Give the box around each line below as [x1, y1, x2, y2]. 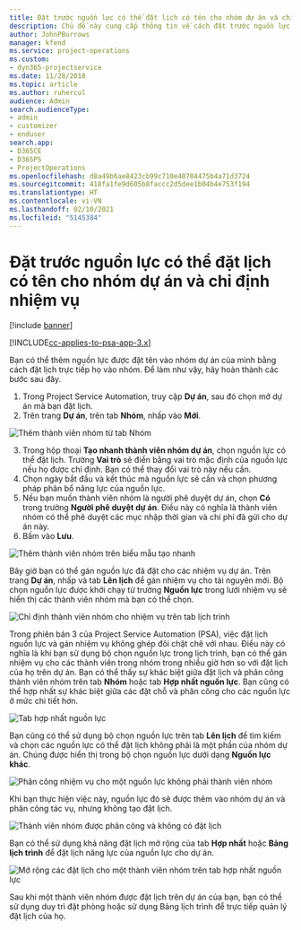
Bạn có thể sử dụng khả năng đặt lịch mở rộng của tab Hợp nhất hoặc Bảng [9, 838, 289, 848]
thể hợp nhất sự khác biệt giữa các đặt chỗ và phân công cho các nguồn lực [9, 685, 291, 696]
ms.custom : [9, 55, 50, 64]
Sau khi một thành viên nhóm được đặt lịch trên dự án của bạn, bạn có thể [9, 891, 282, 902]
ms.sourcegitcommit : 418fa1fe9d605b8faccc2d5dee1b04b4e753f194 [9, 180, 251, 189]
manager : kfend [9, 38, 66, 48]
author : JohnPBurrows [9, 30, 90, 39]
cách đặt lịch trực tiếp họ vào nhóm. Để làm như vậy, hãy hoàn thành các [9, 364, 279, 375]
